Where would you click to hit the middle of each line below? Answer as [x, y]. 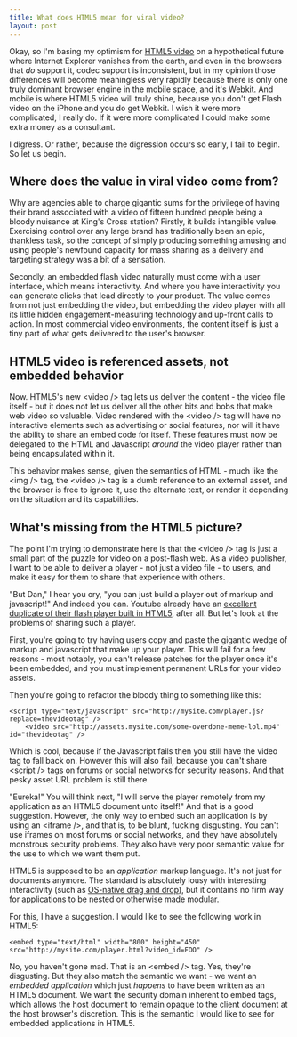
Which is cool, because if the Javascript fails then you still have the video [144, 751]
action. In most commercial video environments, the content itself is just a [144, 324]
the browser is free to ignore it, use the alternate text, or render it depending [149, 490]
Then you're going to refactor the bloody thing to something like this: [135, 694]
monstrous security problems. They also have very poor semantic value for [147, 844]
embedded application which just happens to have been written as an [137, 985]
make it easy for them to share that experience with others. [117, 577]
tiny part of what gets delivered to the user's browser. [108, 334]
